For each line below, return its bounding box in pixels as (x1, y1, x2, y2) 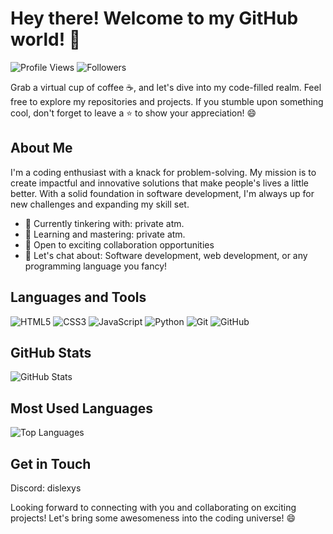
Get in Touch (10, 455, 92, 472)
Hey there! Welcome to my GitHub (10, 7, 299, 30)
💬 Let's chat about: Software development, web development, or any (24, 249, 308, 261)
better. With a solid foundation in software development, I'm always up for (10, 187, 315, 199)
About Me (10, 140, 73, 157)
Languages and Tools (10, 289, 147, 306)
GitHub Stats (10, 344, 92, 361)
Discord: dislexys (10, 482, 82, 494)
